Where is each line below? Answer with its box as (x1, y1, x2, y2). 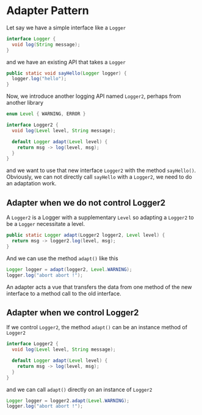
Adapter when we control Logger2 (6, 307, 139, 318)
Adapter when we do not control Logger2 (6, 197, 166, 208)
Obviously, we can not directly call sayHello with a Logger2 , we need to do (6, 173, 192, 181)
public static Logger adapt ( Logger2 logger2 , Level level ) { (6, 232, 165, 239)
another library (6, 99, 44, 107)
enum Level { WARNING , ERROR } (6, 111, 86, 117)
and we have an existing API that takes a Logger (6, 58, 126, 65)
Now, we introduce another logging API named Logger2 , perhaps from (6, 92, 181, 100)
